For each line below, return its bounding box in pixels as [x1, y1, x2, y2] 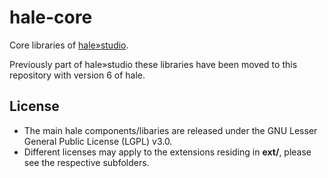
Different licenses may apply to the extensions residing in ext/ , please [23, 146, 312, 158]
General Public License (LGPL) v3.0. [23, 135, 173, 147]
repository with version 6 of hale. [9, 69, 146, 81]
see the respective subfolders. [23, 156, 150, 168]
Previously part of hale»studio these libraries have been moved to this [9, 58, 298, 70]
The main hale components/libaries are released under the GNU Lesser [23, 124, 318, 136]
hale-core [9, 6, 93, 29]
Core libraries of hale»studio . [9, 39, 129, 51]
